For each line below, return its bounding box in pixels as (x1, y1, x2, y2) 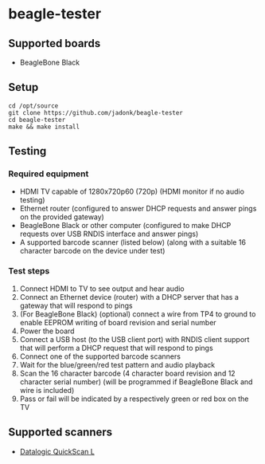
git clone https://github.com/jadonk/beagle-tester (8, 108, 183, 116)
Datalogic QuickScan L (19, 446, 95, 456)
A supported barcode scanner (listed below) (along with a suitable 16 (19, 237, 247, 247)
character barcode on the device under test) (19, 246, 166, 255)
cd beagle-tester (8, 116, 66, 124)
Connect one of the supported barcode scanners (19, 352, 181, 361)
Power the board (19, 326, 75, 336)
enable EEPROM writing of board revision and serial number (19, 317, 216, 327)
